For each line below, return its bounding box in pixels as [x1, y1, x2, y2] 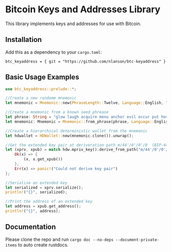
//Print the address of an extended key [5, 199, 93, 204]
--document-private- [115, 237, 160, 242]
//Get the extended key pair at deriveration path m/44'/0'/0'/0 [5, 142, 147, 148]
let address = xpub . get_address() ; [5, 204, 81, 209]
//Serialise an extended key [5, 180, 68, 185]
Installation [5, 35, 42, 44]
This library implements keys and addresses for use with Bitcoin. [5, 20, 142, 27]
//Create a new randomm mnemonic [5, 96, 77, 101]
